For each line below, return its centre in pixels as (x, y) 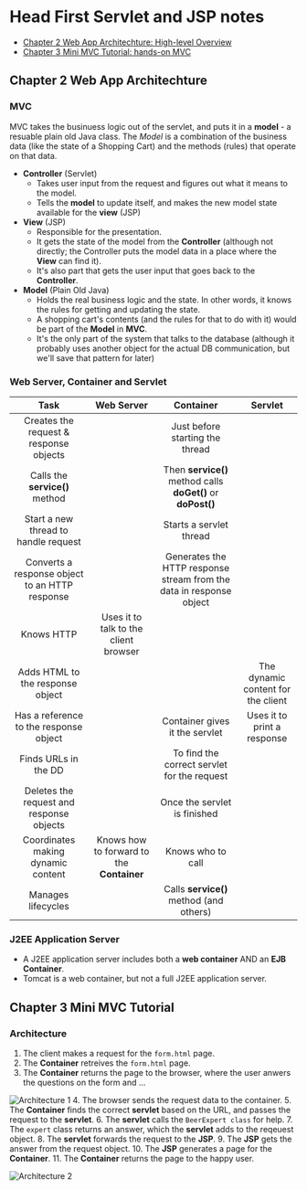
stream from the (196, 579)
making (49, 851)
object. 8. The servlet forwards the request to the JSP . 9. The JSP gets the (151, 1139)
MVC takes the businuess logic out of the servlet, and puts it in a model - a (150, 126)
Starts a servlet (196, 525)
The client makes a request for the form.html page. (118, 1053)
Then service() (196, 470)
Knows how (122, 840)
